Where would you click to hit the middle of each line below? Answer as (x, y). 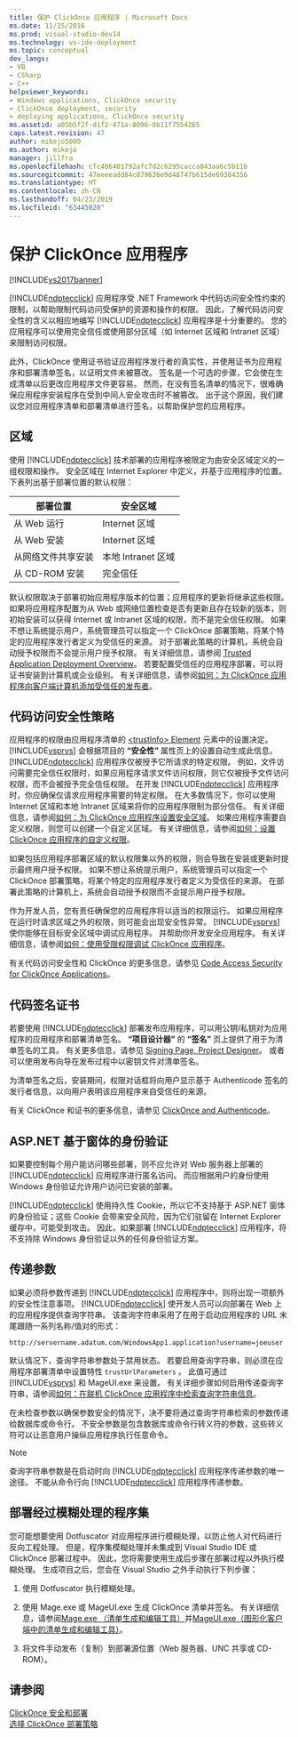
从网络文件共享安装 (54, 557)
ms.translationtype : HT (53, 183)
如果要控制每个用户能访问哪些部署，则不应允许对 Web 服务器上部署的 (136, 1164)
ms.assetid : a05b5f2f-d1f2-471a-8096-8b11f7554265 (105, 125)
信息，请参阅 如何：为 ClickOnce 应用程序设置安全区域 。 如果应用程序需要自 (148, 817)
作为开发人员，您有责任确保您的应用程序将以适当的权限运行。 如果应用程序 (146, 911)
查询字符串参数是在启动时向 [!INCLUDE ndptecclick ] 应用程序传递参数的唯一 (147, 1471)
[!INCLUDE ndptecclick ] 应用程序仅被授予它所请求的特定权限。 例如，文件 (143, 762)
